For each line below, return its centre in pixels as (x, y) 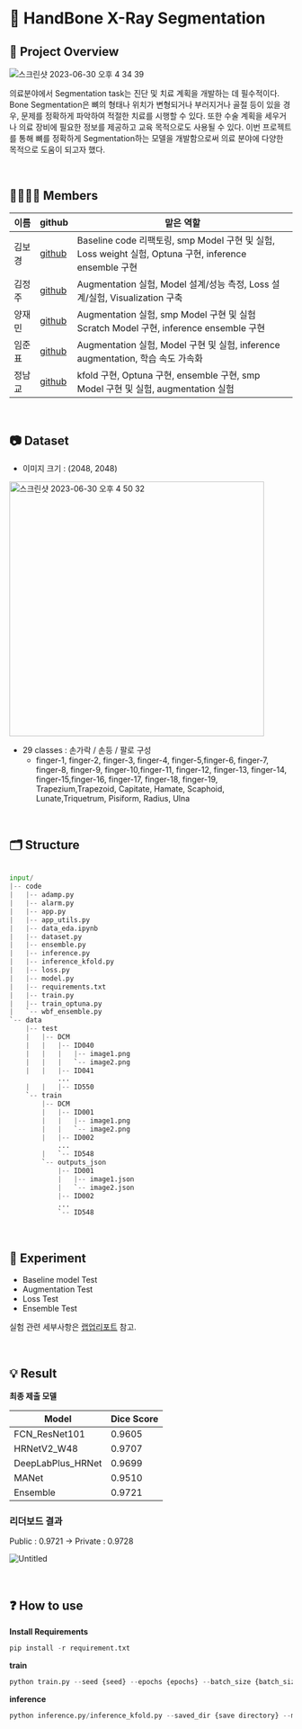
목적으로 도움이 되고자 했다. (58, 149)
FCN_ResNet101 (49, 1434)
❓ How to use (46, 1605)
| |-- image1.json (96, 1179)
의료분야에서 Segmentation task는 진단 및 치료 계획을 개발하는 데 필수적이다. (145, 93)
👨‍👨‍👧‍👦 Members (54, 196)
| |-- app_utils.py (50, 920)
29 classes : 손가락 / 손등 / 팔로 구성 (87, 749)
